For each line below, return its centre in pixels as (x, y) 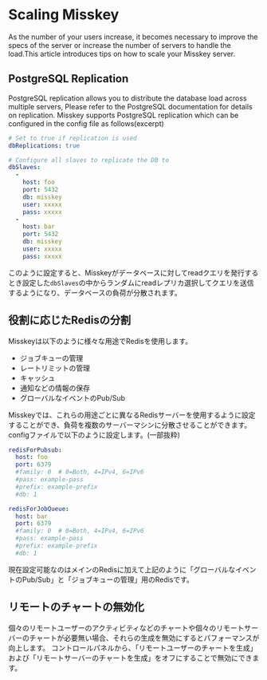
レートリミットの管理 (55, 368)
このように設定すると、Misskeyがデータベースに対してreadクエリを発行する (133, 272)
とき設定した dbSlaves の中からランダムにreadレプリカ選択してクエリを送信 (131, 283)
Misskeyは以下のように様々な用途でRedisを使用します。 (100, 341)
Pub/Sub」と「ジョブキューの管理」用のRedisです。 (108, 579)
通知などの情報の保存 (55, 388)
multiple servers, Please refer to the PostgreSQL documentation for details (130, 106)
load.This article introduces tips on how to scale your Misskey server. (122, 53)
